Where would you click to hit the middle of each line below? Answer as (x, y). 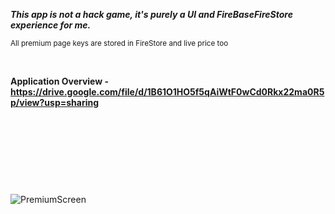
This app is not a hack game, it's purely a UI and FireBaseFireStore (151, 14)
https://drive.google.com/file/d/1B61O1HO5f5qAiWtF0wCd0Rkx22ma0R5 (167, 92)
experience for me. (51, 25)
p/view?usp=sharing (55, 102)
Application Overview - (60, 81)
